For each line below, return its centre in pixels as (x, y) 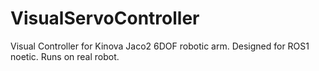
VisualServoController (105, 18)
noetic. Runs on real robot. (65, 56)
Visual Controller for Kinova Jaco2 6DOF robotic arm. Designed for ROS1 (160, 46)
